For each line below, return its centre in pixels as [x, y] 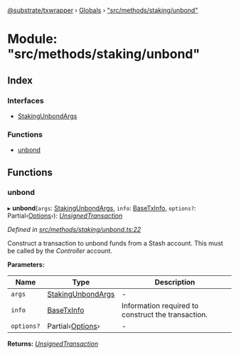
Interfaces [26, 100]
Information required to [160, 305]
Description [175, 282]
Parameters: [26, 264]
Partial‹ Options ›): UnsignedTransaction [65, 216]
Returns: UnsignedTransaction [53, 344]
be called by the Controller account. [60, 250]
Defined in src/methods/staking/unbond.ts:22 [74, 229]
